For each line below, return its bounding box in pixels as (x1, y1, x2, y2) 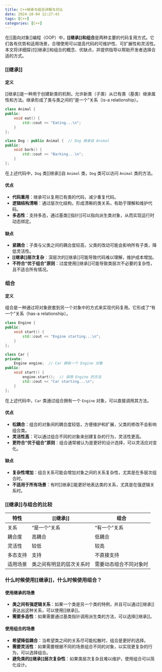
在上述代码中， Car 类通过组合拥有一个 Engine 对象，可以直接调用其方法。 (5, 397, 152, 403)
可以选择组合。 (20, 650, 51, 655)
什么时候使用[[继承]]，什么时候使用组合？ (5, 577, 102, 583)
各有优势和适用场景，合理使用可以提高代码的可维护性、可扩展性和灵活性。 (9, 41, 158, 47)
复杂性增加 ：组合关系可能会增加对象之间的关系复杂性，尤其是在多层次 (12, 469, 153, 475)
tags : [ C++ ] (5, 16, 29, 21)
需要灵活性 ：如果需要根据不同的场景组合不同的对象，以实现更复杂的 (12, 643, 148, 649)
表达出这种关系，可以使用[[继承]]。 (12, 607, 82, 614)
